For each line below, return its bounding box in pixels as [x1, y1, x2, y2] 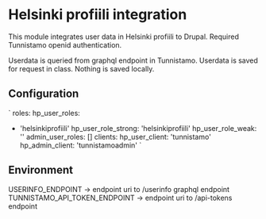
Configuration [8, 87, 79, 101]
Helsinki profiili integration [8, 6, 187, 24]
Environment [8, 163, 74, 177]
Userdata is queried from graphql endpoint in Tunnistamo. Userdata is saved [8, 56, 258, 65]
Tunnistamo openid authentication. [8, 40, 122, 49]
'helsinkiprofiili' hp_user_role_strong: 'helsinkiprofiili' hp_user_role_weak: [19, 123, 257, 133]
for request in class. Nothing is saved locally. [8, 63, 155, 73]
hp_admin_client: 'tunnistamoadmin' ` [19, 140, 142, 150]
